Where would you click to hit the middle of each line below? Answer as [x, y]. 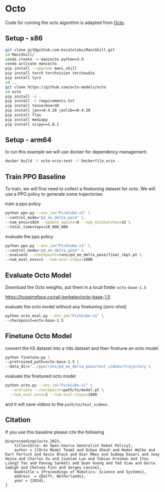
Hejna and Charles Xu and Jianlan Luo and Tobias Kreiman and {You [77, 458]
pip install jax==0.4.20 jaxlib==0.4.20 [48, 111]
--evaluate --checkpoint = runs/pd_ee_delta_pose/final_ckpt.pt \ [73, 255]
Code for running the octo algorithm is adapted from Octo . [65, 23]
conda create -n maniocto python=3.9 [44, 59]
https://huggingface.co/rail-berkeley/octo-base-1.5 [58, 297]
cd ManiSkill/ [20, 55]
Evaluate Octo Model [38, 275]
